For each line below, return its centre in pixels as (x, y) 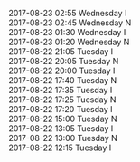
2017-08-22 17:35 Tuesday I (61, 90)
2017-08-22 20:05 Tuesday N (64, 61)
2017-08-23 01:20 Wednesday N (69, 42)
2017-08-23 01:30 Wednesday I (67, 32)
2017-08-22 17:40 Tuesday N (63, 80)
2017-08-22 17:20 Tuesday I (61, 109)
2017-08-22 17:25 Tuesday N (62, 100)
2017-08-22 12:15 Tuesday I (60, 148)
